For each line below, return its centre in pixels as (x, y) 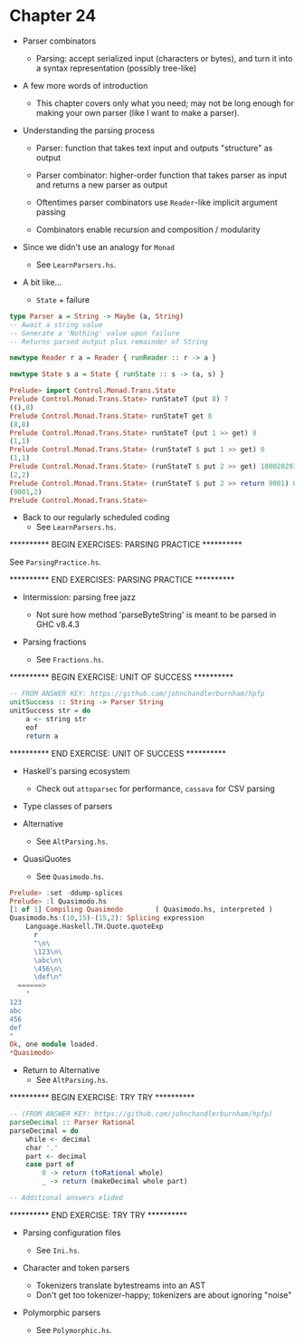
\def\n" (48, 977)
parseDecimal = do (44, 1131)
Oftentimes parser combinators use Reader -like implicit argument (157, 202)
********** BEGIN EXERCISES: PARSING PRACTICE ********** (126, 545)
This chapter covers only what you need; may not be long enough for (165, 103)
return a (42, 736)
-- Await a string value (56, 324)
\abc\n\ (48, 960)
